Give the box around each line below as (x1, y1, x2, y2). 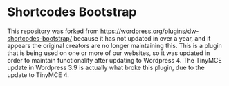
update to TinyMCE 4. (7, 70, 69, 79)
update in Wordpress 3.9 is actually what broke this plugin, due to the (7, 63, 205, 72)
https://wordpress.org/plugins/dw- (100, 27, 199, 35)
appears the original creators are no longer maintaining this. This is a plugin (7, 41, 223, 50)
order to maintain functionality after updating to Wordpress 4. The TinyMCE (7, 56, 223, 64)
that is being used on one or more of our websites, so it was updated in (7, 49, 210, 57)
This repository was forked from (7, 27, 99, 35)
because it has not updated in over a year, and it (73, 34, 211, 42)
